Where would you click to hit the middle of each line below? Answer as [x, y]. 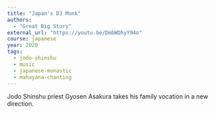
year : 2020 [23, 45]
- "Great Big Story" [42, 26]
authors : [20, 20]
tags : [15, 52]
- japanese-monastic [42, 71]
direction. [21, 104]
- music [24, 64]
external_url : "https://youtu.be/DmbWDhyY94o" [75, 33]
